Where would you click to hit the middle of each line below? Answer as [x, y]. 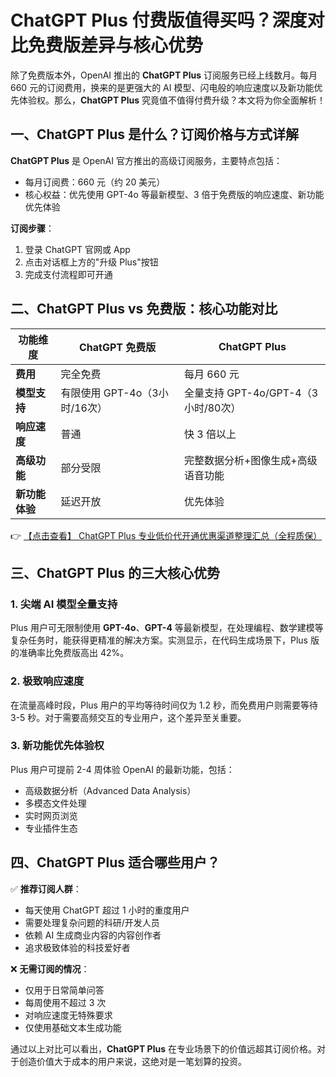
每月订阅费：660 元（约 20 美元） [95, 182]
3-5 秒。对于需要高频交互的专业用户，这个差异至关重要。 [128, 717]
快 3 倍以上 [210, 434]
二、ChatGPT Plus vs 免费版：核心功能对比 [144, 309]
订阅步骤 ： [32, 228]
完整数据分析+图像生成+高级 [250, 460]
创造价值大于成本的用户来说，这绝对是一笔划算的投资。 [132, 1061]
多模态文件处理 [55, 803]
